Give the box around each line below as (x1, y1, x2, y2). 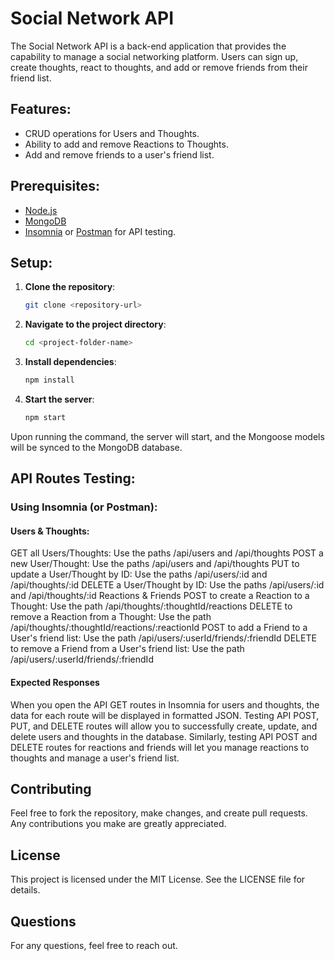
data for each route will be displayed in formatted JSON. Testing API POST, (10, 709, 320, 721)
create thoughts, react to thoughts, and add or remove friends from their (10, 61, 308, 73)
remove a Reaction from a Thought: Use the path (10, 611, 212, 623)
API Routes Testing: (10, 470, 136, 487)
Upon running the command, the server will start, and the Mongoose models (10, 430, 325, 442)
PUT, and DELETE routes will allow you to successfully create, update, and (10, 720, 318, 732)
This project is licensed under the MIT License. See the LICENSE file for (10, 873, 306, 886)
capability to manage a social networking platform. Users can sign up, (10, 50, 299, 62)
